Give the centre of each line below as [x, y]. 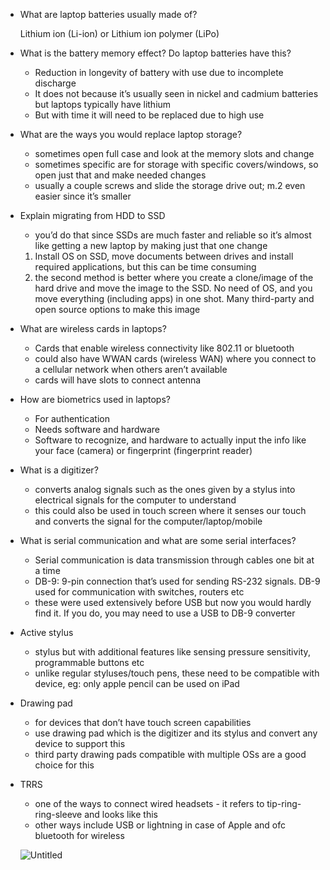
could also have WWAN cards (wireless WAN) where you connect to [175, 358]
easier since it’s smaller [83, 196]
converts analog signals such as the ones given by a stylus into [165, 489]
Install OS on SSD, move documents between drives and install [164, 256]
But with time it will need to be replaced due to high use [149, 115]
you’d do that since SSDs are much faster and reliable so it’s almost [173, 235]
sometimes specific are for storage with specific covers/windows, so [176, 164]
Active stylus [46, 632]
